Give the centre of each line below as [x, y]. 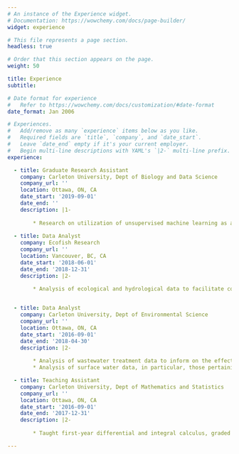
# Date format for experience [52, 98]
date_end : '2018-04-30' [55, 341]
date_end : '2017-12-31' [55, 414]
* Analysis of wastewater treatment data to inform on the [122, 361]
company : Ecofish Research [60, 243]
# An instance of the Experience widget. [70, 14]
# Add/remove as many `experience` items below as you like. [103, 131]
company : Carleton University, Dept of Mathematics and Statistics [122, 387]
